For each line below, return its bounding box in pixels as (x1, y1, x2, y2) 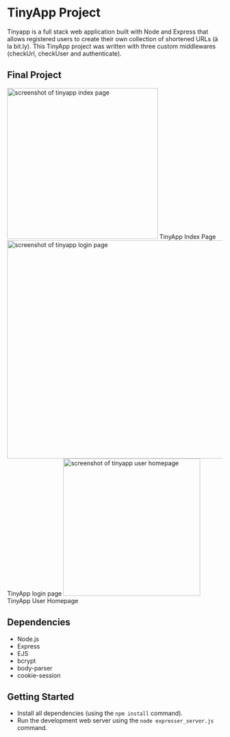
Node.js (16, 635, 40, 643)
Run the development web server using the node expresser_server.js (16, 716, 214, 725)
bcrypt (16, 657, 36, 665)
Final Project (7, 69, 62, 81)
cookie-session (16, 671, 61, 679)
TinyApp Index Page (159, 232, 216, 241)
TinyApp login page (7, 589, 62, 598)
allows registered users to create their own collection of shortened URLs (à (7, 34, 218, 43)
